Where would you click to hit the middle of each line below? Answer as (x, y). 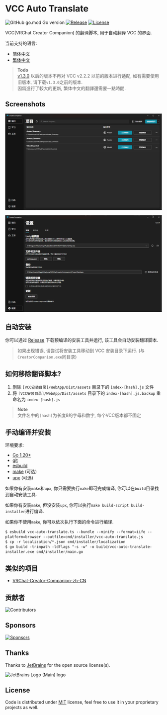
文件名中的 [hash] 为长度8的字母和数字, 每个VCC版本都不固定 (79, 415)
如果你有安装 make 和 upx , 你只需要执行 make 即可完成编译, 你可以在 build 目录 (80, 488)
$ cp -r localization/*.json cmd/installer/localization (65, 542)
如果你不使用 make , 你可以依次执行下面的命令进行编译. (59, 522)
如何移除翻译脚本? (33, 374)
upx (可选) (23, 478)
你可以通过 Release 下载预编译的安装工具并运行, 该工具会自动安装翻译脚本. (82, 340)
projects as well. (22, 708)
